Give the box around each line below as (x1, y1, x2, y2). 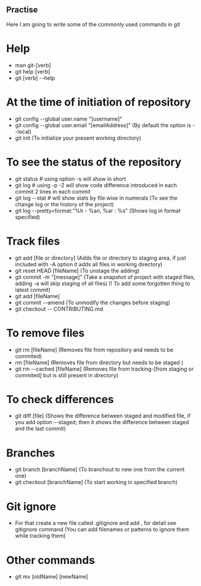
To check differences (6, 392, 114, 406)
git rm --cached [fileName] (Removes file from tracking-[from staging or (14, 365, 194, 372)
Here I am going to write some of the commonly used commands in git (6, 20, 181, 28)
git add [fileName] (14, 292, 60, 299)
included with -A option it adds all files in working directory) (14, 260, 163, 268)
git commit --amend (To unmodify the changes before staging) (14, 299, 170, 306)
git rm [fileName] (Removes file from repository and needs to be (14, 346, 174, 353)
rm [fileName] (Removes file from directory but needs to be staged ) (14, 359, 184, 366)
